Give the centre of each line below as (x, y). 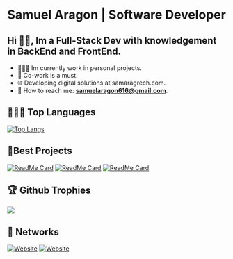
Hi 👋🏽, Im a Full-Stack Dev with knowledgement (112, 41)
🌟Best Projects (40, 151)
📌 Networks (33, 232)
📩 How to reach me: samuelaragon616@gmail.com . (93, 91)
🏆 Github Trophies (49, 191)
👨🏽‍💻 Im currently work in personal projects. (80, 68)
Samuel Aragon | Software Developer (116, 15)
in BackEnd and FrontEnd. (64, 51)
